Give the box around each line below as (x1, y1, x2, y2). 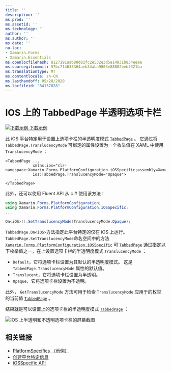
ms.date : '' (5, 41, 31, 46)
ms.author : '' (5, 36, 36, 41)
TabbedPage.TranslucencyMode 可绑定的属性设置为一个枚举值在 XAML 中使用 (5, 142, 164, 148)
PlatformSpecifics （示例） (12, 348, 70, 354)
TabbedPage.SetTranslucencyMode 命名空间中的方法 (5, 235, 109, 242)
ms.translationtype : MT (5, 69, 56, 74)
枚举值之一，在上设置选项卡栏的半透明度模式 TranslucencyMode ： (9, 248, 147, 254)
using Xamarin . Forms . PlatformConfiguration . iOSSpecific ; (5, 205, 129, 210)
